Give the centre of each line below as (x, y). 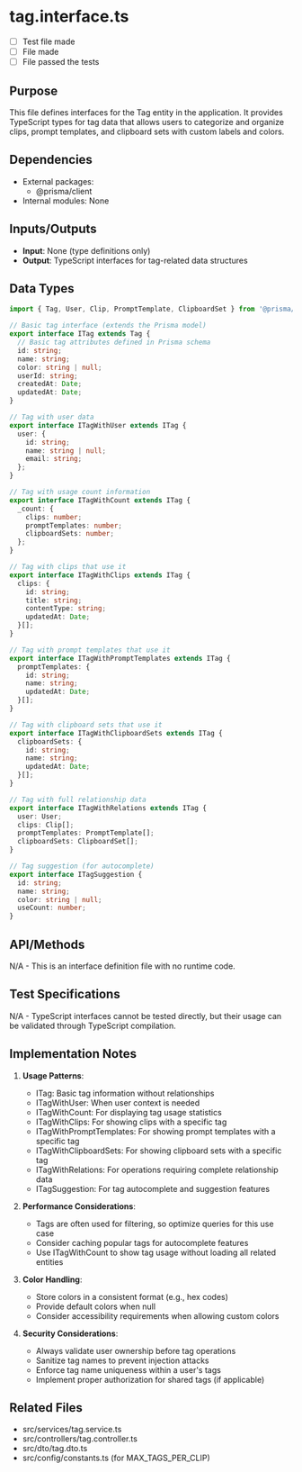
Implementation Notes (73, 1054)
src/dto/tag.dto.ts (55, 1449)
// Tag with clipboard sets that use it (86, 725)
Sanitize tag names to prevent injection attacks (122, 1360)
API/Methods (47, 944)
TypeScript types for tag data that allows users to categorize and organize (147, 122)
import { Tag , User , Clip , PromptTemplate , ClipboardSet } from (132, 309)
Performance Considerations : (79, 1206)
